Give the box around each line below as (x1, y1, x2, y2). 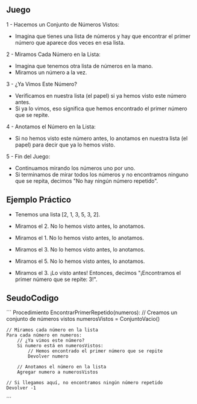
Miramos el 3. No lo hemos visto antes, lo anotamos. (14, 245, 146, 253)
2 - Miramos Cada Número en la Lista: (6, 51, 101, 58)
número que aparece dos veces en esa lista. (14, 39, 125, 46)
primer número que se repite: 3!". (14, 276, 98, 283)
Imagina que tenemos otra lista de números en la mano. (14, 62, 154, 69)
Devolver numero (28, 353, 69, 359)
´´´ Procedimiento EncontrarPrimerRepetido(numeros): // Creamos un (6, 309, 178, 316)
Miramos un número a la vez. (14, 69, 87, 76)
